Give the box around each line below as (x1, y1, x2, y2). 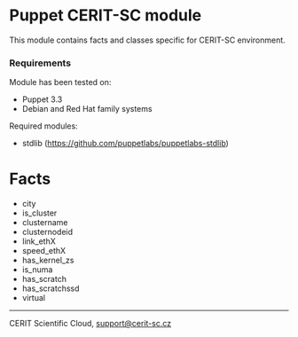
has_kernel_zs (21, 255, 74, 266)
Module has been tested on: (9, 77, 112, 88)
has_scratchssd (21, 283, 80, 294)
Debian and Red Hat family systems (21, 104, 153, 114)
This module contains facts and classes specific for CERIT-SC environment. (9, 35, 286, 45)
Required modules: (9, 121, 78, 131)
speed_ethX (21, 246, 67, 256)
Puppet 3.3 (21, 94, 63, 105)
